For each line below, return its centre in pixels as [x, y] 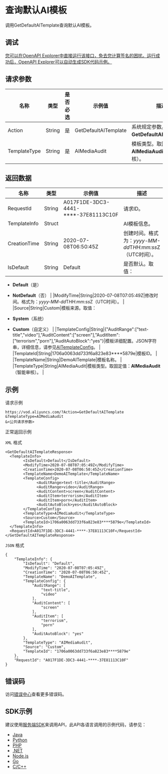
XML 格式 [14, 442]
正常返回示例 [18, 432]
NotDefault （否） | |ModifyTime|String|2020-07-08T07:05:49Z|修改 [83, 295]
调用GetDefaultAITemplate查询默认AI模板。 [50, 25]
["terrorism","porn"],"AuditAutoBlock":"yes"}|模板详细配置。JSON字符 [84, 341]
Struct [51, 224]
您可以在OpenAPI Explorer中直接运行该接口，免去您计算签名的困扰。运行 [80, 55]
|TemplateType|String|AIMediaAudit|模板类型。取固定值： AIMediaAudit [86, 366]
